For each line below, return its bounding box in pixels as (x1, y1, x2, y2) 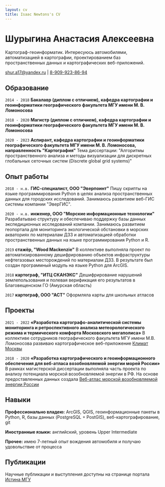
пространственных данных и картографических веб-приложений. (5, 60, 145, 66)
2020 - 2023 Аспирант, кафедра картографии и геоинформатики (5, 137, 144, 143)
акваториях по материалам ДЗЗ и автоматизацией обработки (5, 232, 136, 238)
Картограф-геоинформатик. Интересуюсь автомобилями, (5, 49, 128, 55)
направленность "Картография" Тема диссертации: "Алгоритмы (5, 148, 144, 154)
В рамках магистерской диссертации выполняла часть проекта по (5, 365, 146, 371)
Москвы (5, 345, 22, 351)
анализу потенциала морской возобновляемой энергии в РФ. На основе (5, 371, 159, 377)
